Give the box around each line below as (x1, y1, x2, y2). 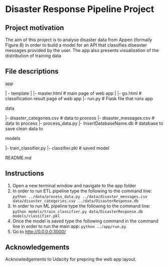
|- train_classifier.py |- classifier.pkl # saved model (5, 145, 109, 151)
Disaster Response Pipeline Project (5, 4, 154, 15)
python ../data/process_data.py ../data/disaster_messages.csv (12, 194, 148, 199)
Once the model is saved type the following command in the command (12, 218, 159, 224)
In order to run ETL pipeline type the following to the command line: (12, 188, 152, 194)
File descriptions (5, 67, 59, 76)
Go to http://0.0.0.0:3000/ (12, 228, 66, 234)
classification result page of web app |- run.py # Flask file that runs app (5, 95, 153, 101)
